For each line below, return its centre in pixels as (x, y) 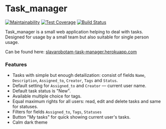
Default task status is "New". (41, 91)
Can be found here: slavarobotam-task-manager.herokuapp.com (71, 52)
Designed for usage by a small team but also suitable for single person (77, 37)
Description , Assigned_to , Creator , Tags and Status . (65, 81)
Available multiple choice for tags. (47, 96)
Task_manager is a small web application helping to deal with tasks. (74, 32)
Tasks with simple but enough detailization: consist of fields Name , (79, 75)
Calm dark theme (30, 122)
